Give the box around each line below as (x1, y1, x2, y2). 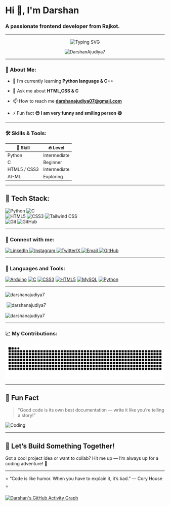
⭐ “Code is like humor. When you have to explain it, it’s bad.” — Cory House (5, 476, 163, 482)
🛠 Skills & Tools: (5, 130, 47, 137)
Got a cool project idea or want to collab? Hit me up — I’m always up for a (5, 455, 158, 461)
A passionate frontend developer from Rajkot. (5, 23, 120, 30)
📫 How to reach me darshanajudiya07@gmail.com (12, 98, 122, 104)
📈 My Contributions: (5, 330, 58, 337)
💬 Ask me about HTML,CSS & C (12, 87, 79, 93)
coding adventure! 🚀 (5, 461, 48, 467)
